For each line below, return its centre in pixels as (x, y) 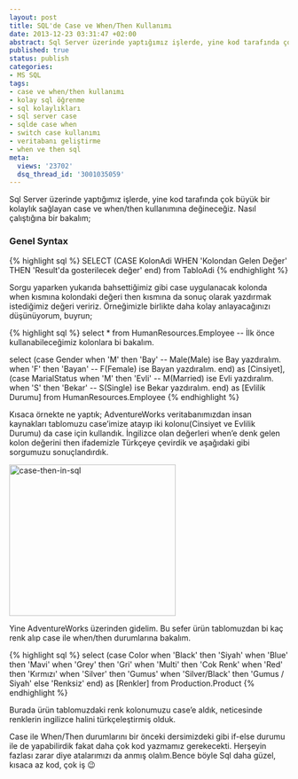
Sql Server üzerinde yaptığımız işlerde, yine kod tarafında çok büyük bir (140, 200)
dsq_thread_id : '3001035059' (71, 174)
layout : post (33, 17)
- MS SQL (25, 75)
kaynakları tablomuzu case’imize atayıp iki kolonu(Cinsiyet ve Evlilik (132, 423)
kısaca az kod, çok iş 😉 (52, 765)
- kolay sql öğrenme (47, 100)
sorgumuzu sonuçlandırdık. (59, 452)
